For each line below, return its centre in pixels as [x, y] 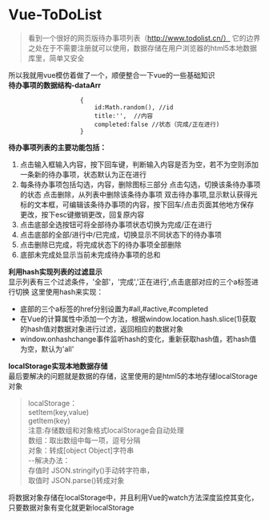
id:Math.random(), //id [134, 107]
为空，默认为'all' [47, 349]
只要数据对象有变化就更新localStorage [71, 507]
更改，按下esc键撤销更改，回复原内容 [82, 214]
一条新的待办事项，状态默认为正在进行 [83, 174]
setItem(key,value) [58, 412]
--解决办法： [49, 460]
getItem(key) [49, 420]
